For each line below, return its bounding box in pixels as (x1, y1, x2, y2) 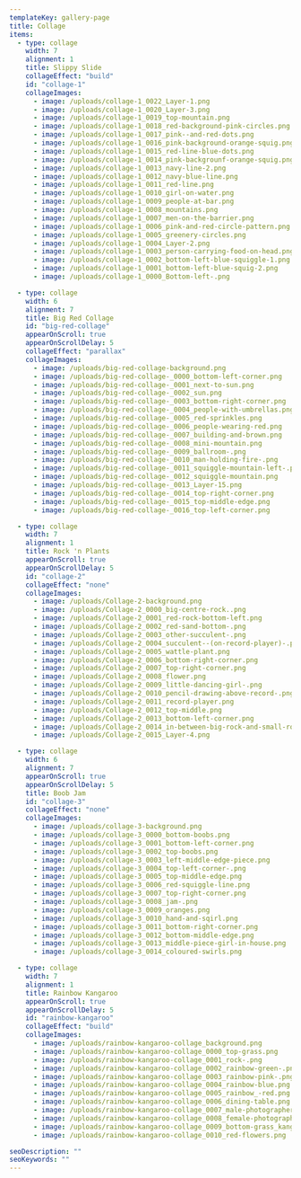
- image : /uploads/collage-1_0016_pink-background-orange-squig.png (32, 138, 295, 147)
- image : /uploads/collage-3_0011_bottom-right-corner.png (32, 922, 258, 931)
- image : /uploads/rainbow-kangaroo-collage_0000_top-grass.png (32, 1047, 279, 1056)
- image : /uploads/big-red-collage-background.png (32, 363, 227, 373)
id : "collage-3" (25, 797, 87, 806)
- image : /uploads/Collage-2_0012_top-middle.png (32, 705, 222, 714)
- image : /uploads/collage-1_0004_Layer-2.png (32, 239, 211, 248)
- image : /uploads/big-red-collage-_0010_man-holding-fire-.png (32, 456, 279, 465)
